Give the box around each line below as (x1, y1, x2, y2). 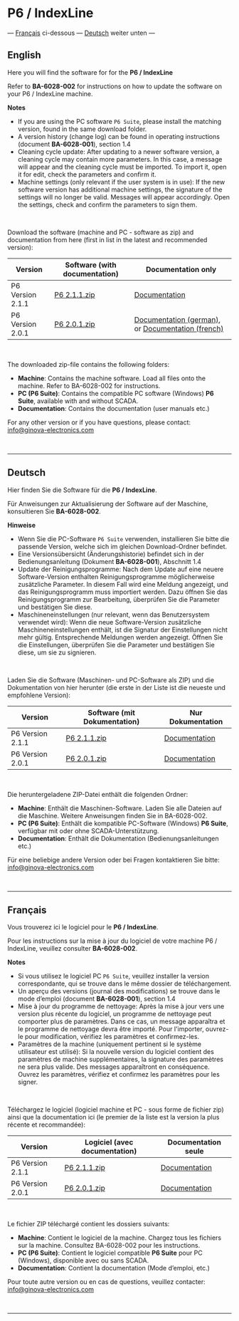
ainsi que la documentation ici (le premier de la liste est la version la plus (7, 1113, 220, 1122)
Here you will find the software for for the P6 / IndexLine (7, 68, 173, 76)
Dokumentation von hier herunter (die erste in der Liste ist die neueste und (7, 683, 225, 691)
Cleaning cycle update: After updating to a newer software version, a (17, 147, 220, 156)
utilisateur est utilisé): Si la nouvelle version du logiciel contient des (17, 1048, 215, 1056)
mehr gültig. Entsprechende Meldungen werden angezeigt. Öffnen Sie (17, 632, 223, 642)
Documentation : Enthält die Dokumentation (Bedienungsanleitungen (17, 834, 219, 842)
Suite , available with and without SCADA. (17, 397, 139, 405)
